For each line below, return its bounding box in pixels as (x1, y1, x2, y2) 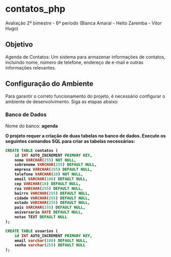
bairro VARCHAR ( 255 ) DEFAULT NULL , (14, 191, 90, 196)
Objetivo (5, 40, 33, 49)
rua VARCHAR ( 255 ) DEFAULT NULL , (14, 186, 83, 191)
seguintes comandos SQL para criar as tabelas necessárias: (5, 138, 135, 144)
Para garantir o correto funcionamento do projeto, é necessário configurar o (5, 93, 165, 99)
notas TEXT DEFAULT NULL (14, 215, 67, 220)
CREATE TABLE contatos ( (5, 148, 58, 153)
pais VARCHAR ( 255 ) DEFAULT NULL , (14, 205, 86, 210)
